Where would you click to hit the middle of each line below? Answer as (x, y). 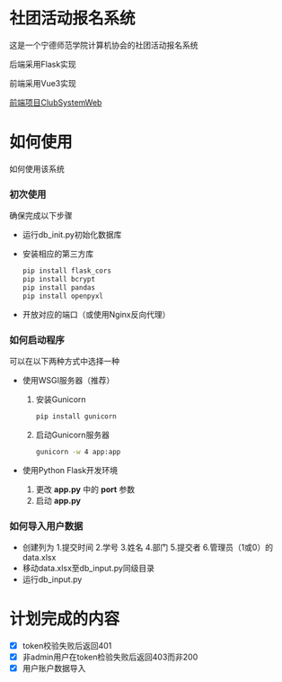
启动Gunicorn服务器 (73, 435)
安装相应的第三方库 (58, 254)
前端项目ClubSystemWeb (56, 102)
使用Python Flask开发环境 (70, 470)
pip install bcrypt (59, 280)
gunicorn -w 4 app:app (78, 452)
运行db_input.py (52, 579)
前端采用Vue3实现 (43, 83)
